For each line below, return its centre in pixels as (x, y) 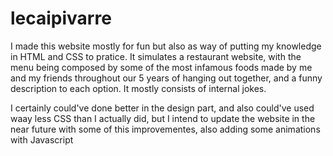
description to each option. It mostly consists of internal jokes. (138, 88)
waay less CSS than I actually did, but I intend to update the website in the (163, 118)
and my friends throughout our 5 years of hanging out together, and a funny (166, 78)
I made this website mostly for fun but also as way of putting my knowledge (166, 46)
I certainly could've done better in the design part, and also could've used (162, 108)
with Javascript (42, 139)
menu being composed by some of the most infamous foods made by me (161, 67)
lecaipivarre (61, 18)
